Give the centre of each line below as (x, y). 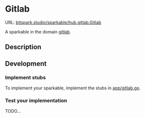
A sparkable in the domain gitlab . (38, 32)
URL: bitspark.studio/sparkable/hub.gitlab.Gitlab (53, 22)
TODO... (13, 111)
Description (23, 47)
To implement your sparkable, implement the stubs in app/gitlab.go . (73, 88)
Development (26, 63)
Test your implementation (36, 101)
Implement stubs (26, 77)
